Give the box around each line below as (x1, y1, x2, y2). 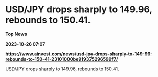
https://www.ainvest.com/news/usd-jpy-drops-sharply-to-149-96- (5, 51, 153, 57)
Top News (5, 31, 27, 37)
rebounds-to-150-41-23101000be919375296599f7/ (5, 56, 118, 62)
